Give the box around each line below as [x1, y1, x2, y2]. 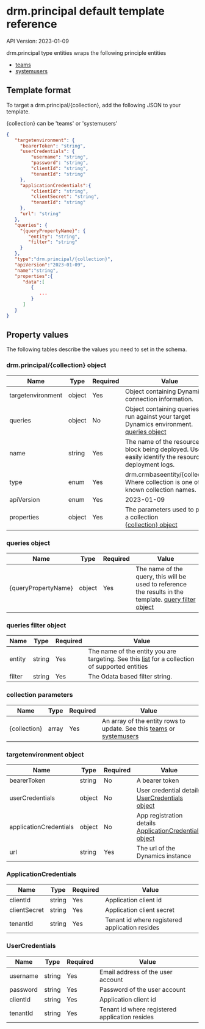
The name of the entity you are [88, 647, 177, 656]
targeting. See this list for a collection [88, 655, 195, 663]
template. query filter [135, 596, 196, 604]
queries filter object [6, 621, 67, 629]
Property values [6, 330, 69, 340]
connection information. [124, 394, 194, 403]
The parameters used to [124, 505, 194, 513]
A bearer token [136, 776, 179, 785]
